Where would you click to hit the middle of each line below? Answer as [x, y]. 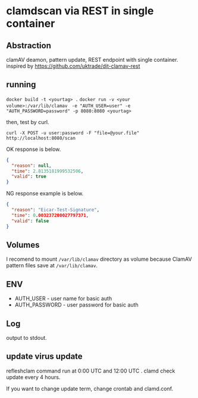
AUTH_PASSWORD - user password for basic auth [76, 305]
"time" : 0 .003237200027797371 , [50, 215]
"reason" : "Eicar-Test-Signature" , [56, 210]
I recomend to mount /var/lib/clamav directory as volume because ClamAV [99, 259]
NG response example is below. [45, 194]
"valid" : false [30, 221]
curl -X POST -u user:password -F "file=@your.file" [73, 133]
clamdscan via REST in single [80, 11]
